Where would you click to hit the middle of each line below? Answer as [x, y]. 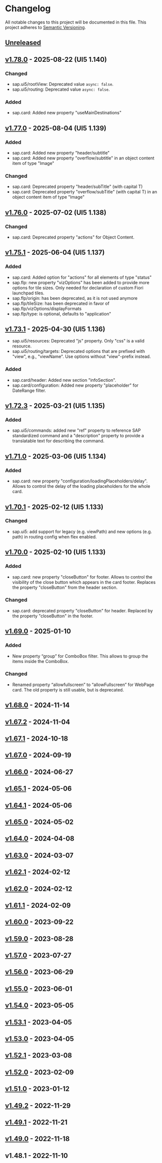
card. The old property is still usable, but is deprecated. [68, 689]
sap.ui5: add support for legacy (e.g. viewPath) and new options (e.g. [82, 531]
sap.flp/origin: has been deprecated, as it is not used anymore [75, 298]
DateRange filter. [29, 390]
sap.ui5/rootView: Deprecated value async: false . [63, 84]
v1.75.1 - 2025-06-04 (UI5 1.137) [55, 252]
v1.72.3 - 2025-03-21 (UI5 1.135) [55, 406]
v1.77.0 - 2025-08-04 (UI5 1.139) [56, 128]
